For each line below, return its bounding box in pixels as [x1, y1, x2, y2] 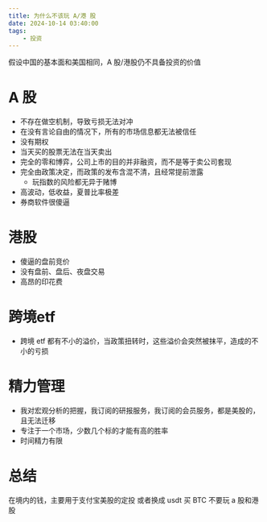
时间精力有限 [19, 436, 63, 445]
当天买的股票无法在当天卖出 [19, 147, 113, 157]
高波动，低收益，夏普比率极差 [19, 187, 119, 197]
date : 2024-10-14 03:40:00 [8, 19, 99, 27]
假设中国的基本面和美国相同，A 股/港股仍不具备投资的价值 [8, 57, 201, 67]
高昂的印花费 [19, 277, 63, 287]
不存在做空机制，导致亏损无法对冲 [19, 117, 133, 126]
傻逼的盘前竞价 [19, 257, 70, 267]
